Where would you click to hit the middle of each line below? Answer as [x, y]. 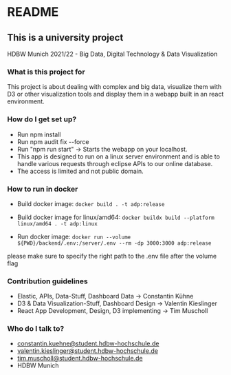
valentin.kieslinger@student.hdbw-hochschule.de [87, 351]
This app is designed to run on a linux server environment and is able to [118, 156]
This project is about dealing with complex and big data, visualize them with [114, 87]
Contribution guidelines [47, 281]
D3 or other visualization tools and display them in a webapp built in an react [115, 94]
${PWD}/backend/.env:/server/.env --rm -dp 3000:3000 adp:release [114, 243]
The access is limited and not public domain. [80, 171]
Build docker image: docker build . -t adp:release [91, 203]
